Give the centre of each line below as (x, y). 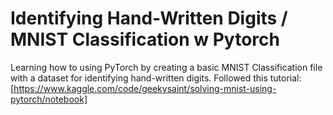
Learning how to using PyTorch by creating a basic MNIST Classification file (166, 67)
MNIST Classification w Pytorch (145, 39)
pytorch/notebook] (49, 99)
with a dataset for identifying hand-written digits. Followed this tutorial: (156, 78)
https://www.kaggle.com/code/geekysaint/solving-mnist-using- (145, 88)
